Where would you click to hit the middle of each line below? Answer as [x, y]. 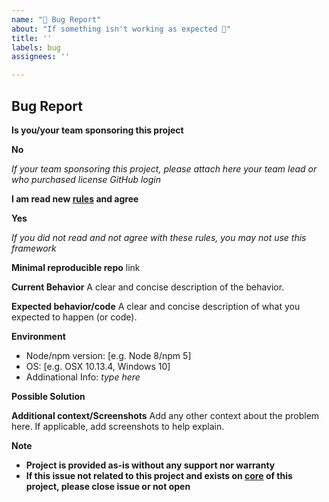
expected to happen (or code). [74, 317]
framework [34, 248]
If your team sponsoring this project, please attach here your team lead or [164, 168]
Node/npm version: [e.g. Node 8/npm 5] [108, 355]
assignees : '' [41, 57]
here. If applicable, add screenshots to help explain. [118, 426]
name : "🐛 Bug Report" [56, 19]
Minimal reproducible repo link [76, 267]
